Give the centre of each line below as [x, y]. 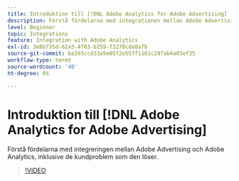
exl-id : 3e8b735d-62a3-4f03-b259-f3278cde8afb [78, 47]
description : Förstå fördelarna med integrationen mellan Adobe [105, 21]
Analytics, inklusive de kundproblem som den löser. [83, 157]
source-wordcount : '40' [43, 67]
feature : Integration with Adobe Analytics [73, 40]
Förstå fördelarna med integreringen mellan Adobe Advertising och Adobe [116, 149]
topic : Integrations [38, 34]
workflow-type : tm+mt [39, 60]
